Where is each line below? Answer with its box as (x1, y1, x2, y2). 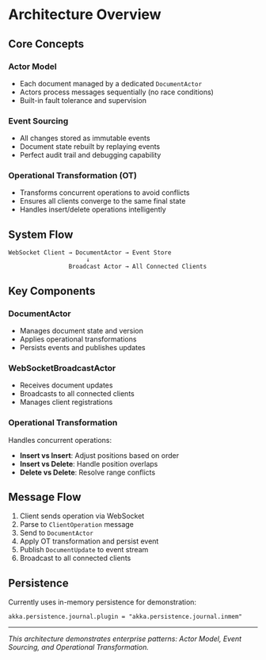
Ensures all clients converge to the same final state (19, 196, 186, 206)
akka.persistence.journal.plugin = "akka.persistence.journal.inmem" (8, 612, 243, 621)
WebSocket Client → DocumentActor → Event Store (8, 249, 172, 257)
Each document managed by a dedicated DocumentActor (19, 78, 203, 88)
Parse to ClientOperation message (19, 520, 135, 529)
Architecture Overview (8, 6, 161, 24)
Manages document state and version (19, 326, 144, 335)
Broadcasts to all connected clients (19, 389, 135, 399)
